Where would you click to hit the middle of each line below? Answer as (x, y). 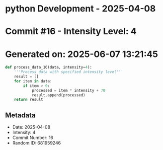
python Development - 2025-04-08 (81, 9)
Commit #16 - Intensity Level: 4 (71, 32)
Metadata (20, 115)
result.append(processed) (58, 95)
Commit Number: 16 (33, 138)
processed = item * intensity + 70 (69, 90)
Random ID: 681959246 (37, 143)
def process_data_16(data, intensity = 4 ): (49, 68)
